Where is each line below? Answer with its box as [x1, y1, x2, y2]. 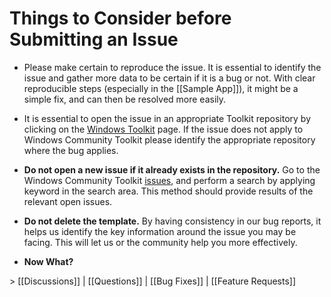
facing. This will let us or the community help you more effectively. [23, 236, 298, 248]
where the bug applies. [23, 144, 119, 156]
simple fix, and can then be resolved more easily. [23, 93, 227, 105]
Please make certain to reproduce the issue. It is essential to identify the [23, 61, 322, 73]
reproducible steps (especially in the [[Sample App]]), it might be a [23, 82, 299, 94]
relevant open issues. [23, 195, 113, 207]
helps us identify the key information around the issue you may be [23, 225, 297, 237]
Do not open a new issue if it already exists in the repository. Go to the [23, 163, 321, 176]
